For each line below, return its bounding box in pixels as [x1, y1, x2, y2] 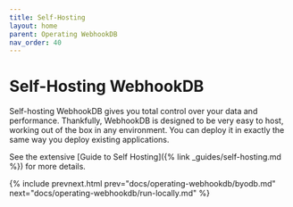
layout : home [9, 21, 58, 30]
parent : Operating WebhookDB [9, 29, 118, 38]
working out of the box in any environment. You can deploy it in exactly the [9, 125, 285, 136]
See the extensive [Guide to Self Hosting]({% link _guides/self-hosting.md [9, 152, 281, 162]
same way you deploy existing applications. [9, 135, 170, 145]
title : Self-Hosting [9, 12, 87, 22]
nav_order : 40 [9, 37, 63, 47]
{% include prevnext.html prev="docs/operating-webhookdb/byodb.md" [9, 178, 276, 189]
